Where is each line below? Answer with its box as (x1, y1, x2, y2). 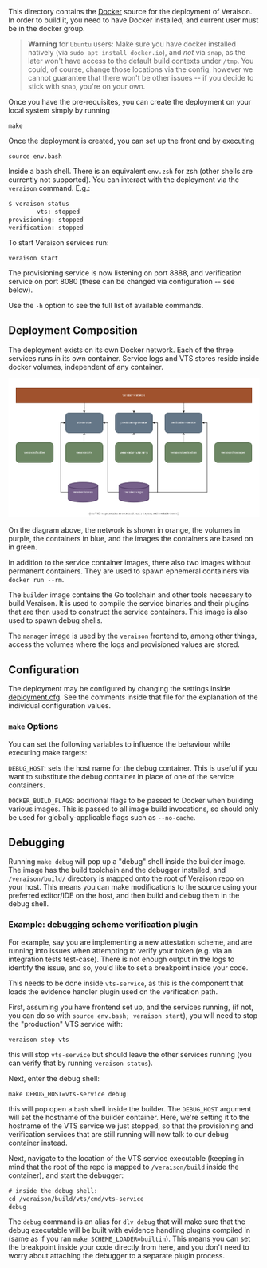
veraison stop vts (8, 1036, 69, 1044)
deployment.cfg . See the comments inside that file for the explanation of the (8, 692, 258, 702)
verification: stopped (8, 224, 84, 232)
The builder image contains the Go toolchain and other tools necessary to (8, 590, 253, 600)
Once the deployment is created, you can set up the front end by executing (8, 136, 255, 145)
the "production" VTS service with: (8, 1019, 124, 1028)
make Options (8, 721, 59, 732)
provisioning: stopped (8, 216, 84, 224)
